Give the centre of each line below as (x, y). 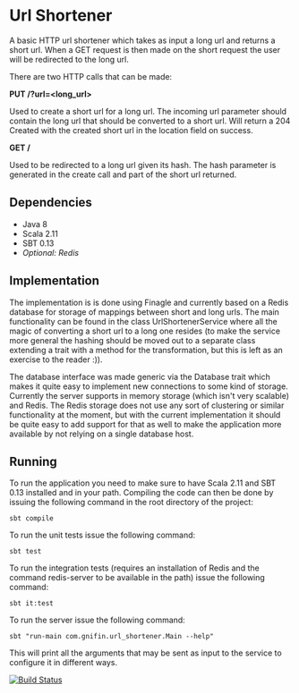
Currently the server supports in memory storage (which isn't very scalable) (149, 395)
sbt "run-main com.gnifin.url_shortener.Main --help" (112, 637)
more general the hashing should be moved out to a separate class (132, 340)
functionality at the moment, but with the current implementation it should (145, 414)
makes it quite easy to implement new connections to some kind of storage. (149, 386)
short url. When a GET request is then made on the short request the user (145, 49)
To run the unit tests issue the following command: (103, 535)
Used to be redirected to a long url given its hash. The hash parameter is (143, 165)
